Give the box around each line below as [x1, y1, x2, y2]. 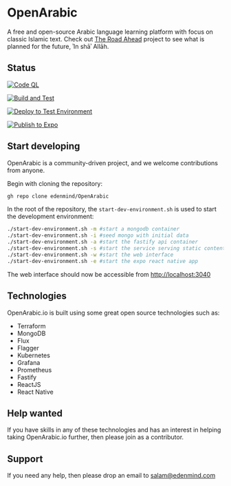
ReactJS [16, 380, 41, 388]
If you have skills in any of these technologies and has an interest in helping [7, 425, 221, 434]
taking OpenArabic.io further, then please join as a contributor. [7, 433, 184, 441]
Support [7, 453, 43, 465]
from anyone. [7, 166, 45, 174]
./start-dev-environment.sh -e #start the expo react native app [7, 257, 198, 264]
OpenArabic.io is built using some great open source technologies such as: [7, 308, 220, 317]
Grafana [16, 358, 41, 366]
